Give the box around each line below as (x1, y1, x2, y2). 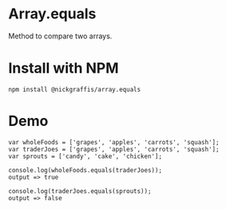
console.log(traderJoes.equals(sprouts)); (8, 187, 152, 195)
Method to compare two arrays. (8, 31, 113, 41)
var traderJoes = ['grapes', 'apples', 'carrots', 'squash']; (8, 145, 220, 153)
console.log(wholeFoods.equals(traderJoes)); (8, 166, 162, 174)
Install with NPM (8, 59, 119, 77)
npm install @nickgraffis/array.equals (8, 85, 141, 93)
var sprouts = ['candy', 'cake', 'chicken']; (8, 152, 162, 160)
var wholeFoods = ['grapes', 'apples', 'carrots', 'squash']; (8, 138, 220, 146)
